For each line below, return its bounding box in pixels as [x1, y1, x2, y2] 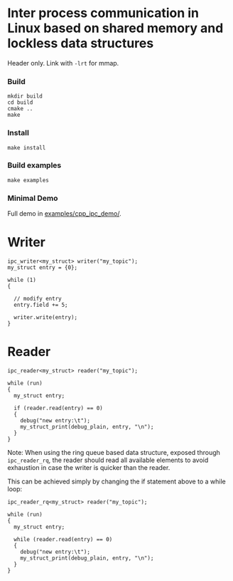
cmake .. [7, 105, 33, 112]
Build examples [7, 160, 62, 170]
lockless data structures [7, 36, 154, 51]
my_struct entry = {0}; [7, 264, 78, 271]
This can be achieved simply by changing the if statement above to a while [7, 477, 226, 486]
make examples [7, 177, 50, 184]
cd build [7, 99, 33, 106]
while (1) [7, 276, 37, 284]
